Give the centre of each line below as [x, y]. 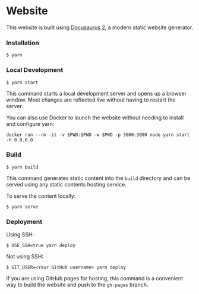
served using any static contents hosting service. [66, 184]
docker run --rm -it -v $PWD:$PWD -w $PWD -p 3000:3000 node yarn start [98, 135]
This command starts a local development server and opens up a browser [97, 93]
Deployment [24, 222]
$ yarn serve [22, 207]
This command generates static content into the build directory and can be [98, 178]
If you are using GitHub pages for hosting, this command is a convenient [94, 279]
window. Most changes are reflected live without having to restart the [91, 100]
